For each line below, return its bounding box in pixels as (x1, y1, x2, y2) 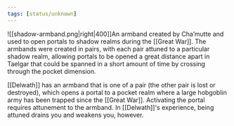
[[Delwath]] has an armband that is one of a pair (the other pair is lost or (7, 80, 216, 89)
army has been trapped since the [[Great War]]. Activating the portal (7, 96, 205, 104)
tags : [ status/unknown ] (7, 10, 77, 18)
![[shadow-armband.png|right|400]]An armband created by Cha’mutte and (7, 30, 224, 38)
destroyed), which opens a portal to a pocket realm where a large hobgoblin (7, 88, 227, 96)
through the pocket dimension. (7, 67, 96, 75)
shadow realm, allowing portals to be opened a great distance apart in (7, 52, 210, 61)
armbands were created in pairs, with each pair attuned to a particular (7, 44, 210, 53)
